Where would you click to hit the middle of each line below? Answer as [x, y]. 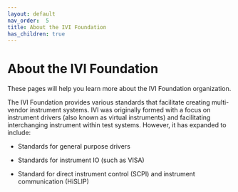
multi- [220, 102]
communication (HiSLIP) [53, 181]
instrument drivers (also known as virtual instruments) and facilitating [109, 117]
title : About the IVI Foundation [57, 27]
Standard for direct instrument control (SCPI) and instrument [107, 174]
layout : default [31, 14]
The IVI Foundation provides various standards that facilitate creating [109, 102]
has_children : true [36, 34]
